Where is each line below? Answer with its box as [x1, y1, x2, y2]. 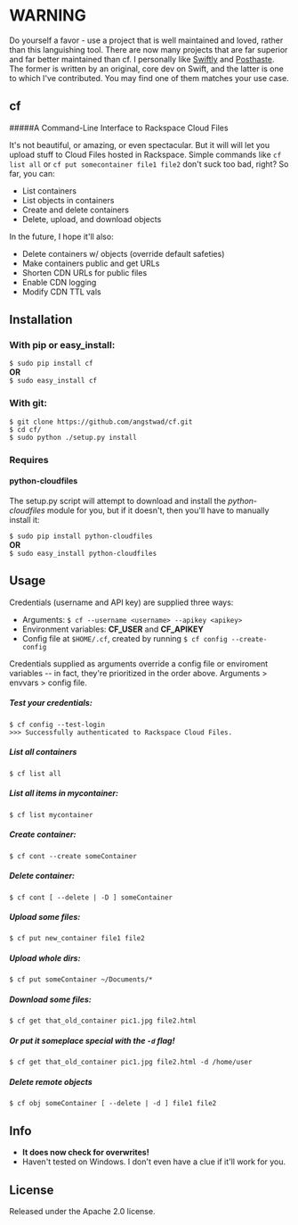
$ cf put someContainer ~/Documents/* [9, 975, 153, 984]
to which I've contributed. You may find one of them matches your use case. [9, 72, 289, 83]
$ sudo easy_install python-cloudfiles [9, 549, 157, 558]
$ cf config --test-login [9, 720, 105, 729]
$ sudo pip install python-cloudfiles [9, 532, 153, 541]
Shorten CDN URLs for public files [21, 267, 148, 277]
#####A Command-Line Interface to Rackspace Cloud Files [9, 122, 229, 133]
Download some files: [9, 994, 92, 1005]
